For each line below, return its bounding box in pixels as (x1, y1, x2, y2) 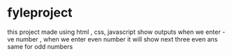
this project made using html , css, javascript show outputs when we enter (7, 28, 222, 36)
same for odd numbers (7, 42, 73, 50)
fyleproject (7, 5, 73, 21)
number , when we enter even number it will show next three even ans (15, 35, 218, 43)
